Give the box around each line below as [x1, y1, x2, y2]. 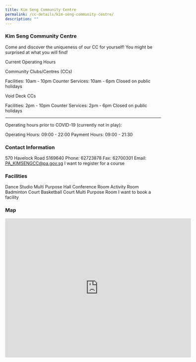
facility [5, 194, 19, 200]
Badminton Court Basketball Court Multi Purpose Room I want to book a [5, 189, 151, 195]
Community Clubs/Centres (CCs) [5, 68, 73, 74]
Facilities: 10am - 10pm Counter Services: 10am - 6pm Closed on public [5, 78, 151, 84]
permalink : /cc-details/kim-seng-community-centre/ [5, 12, 114, 17]
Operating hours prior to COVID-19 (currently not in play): [5, 122, 122, 128]
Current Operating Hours [5, 59, 56, 65]
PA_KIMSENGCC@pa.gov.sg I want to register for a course [5, 160, 125, 166]
